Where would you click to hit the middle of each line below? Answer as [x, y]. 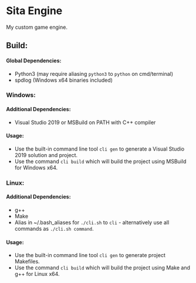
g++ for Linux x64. [37, 274]
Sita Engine [34, 11]
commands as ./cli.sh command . [54, 228]
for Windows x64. [36, 167]
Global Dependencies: [34, 61]
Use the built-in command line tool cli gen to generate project [90, 255]
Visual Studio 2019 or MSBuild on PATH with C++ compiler [85, 122]
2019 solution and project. [46, 155]
